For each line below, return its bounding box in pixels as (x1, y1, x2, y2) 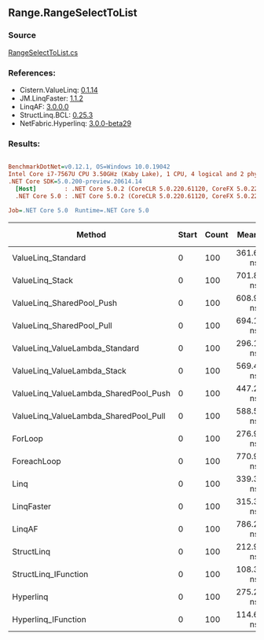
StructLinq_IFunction (12, 568, 89, 579)
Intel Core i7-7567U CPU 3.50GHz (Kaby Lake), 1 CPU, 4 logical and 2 (8, 171, 244, 178)
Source (8, 30, 37, 41)
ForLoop (12, 432, 43, 443)
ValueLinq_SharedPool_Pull (12, 320, 112, 331)
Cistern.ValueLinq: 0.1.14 (19, 85, 98, 94)
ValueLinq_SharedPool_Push (12, 297, 118, 308)
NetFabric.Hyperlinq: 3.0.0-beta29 (19, 118, 132, 128)
